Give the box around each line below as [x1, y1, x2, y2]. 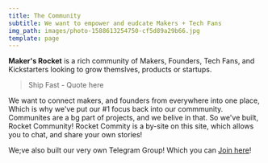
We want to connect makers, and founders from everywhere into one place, [8, 96, 260, 105]
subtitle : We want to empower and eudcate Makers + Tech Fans [8, 19, 222, 27]
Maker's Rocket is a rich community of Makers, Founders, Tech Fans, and [8, 56, 255, 66]
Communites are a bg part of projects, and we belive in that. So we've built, [8, 113, 259, 123]
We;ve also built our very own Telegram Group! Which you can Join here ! [8, 145, 252, 155]
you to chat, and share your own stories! [8, 130, 143, 140]
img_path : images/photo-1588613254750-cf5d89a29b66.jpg [8, 26, 200, 35]
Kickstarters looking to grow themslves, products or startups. [8, 65, 212, 75]
